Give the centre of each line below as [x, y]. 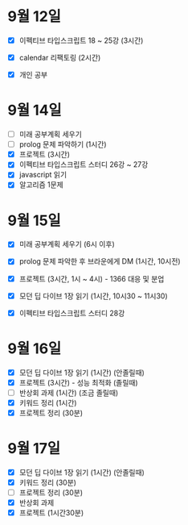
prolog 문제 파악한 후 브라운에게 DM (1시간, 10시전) [100, 261]
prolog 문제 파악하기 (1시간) [63, 144]
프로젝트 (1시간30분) [51, 513]
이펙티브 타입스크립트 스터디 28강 [72, 313]
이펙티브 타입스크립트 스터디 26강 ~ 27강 [84, 165]
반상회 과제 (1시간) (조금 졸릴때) [69, 393]
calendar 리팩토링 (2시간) [60, 58]
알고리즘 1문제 [41, 185]
